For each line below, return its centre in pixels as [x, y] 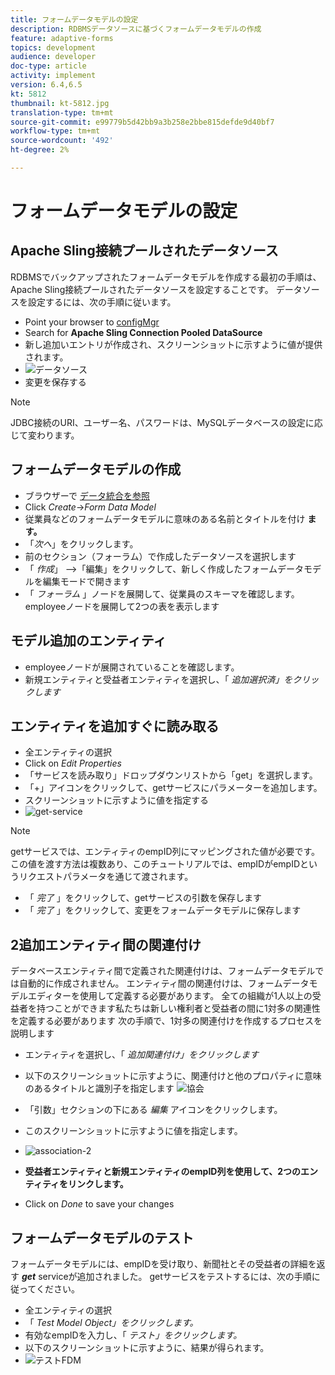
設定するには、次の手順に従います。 [102, 302]
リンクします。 [98, 1184]
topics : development [53, 47]
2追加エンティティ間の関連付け [106, 944]
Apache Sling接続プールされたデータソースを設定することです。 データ [156, 289]
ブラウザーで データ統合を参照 [87, 495]
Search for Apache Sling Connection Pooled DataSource [143, 332]
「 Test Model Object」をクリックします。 [111, 1322]
